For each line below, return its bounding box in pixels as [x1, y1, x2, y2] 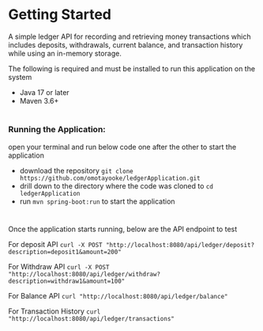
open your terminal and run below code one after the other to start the [8, 142, 237, 151]
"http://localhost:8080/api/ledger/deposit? [105, 241, 255, 249]
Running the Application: [8, 124, 107, 135]
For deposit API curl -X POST [8, 239, 103, 249]
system [8, 72, 32, 82]
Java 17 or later [19, 87, 70, 97]
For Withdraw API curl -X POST [8, 261, 110, 271]
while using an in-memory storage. [8, 48, 122, 58]
